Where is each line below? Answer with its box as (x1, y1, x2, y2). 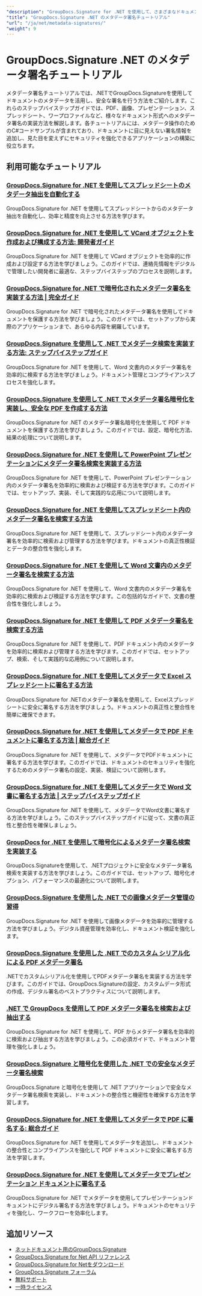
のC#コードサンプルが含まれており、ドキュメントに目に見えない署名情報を (6, 127, 192, 134)
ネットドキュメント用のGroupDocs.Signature (14, 1246, 127, 1253)
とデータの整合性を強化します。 (6, 545, 85, 552)
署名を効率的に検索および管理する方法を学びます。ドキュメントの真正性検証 (6, 537, 195, 545)
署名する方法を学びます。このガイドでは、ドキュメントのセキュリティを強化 (6, 759, 195, 766)
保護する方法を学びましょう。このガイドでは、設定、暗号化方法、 (32, 427, 196, 434)
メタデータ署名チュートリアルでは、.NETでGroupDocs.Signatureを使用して (6, 90, 193, 97)
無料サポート (14, 1276, 47, 1283)
